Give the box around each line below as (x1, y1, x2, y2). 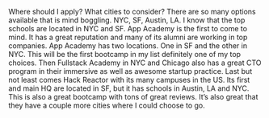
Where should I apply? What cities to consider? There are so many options (8, 7, 256, 16)
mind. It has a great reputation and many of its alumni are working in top (8, 32, 248, 42)
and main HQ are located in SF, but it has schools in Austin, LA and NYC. (8, 83, 250, 93)
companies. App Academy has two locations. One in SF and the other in (8, 41, 248, 51)
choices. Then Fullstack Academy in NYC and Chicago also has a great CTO (8, 58, 262, 67)
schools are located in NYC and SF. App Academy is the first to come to (8, 24, 248, 33)
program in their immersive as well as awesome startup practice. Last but (8, 67, 253, 75)
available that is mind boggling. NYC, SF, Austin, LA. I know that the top (8, 15, 246, 25)
